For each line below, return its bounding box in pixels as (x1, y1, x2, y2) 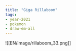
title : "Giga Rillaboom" (5, 7, 58, 13)
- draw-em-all (5, 26, 35, 31)
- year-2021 (5, 17, 30, 22)
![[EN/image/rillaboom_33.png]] (5, 40, 71, 46)
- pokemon (5, 21, 26, 27)
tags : (5, 12, 17, 17)
